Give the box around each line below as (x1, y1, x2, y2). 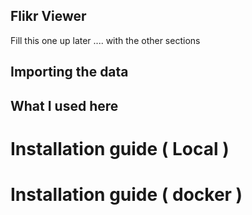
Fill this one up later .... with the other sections (10, 34, 201, 46)
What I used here (10, 97, 119, 114)
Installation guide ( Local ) (10, 137, 230, 160)
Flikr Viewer (10, 8, 87, 25)
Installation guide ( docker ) (10, 183, 243, 206)
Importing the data (10, 64, 129, 81)
